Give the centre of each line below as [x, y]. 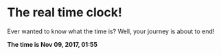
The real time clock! [65, 13]
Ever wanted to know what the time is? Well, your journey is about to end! [111, 31]
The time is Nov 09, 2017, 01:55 [53, 44]
